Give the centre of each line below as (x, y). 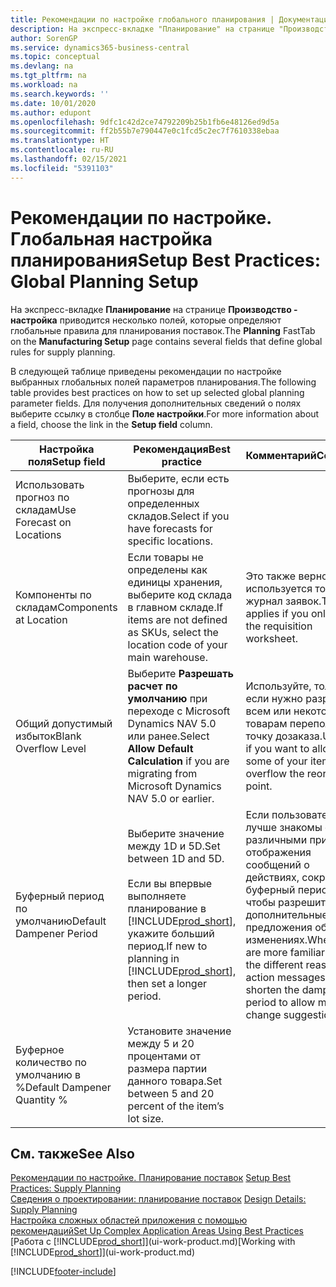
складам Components (66, 607)
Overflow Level (51, 748)
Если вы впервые (170, 883)
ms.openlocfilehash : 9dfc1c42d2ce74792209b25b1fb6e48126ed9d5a (145, 122)
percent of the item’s (176, 1106)
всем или (268, 711)
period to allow (280, 1002)
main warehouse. (167, 657)
